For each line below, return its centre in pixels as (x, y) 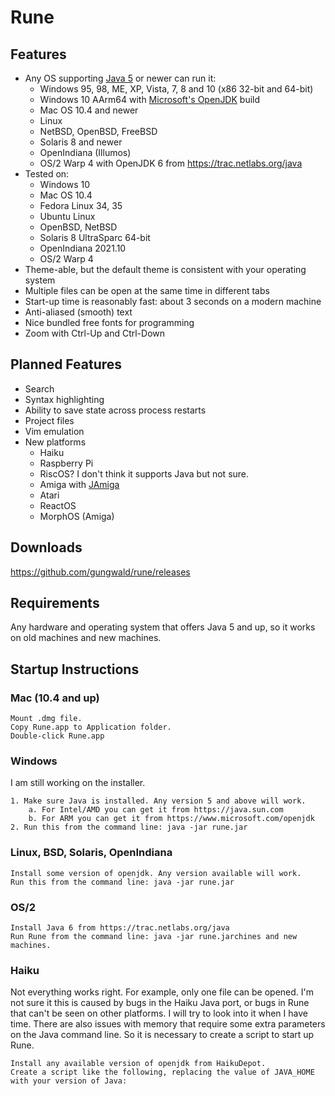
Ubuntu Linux (67, 216)
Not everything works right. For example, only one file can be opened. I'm (162, 992)
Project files (49, 420)
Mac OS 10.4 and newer (89, 110)
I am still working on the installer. (78, 783)
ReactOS (58, 505)
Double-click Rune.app (57, 736)
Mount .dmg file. (46, 719)
